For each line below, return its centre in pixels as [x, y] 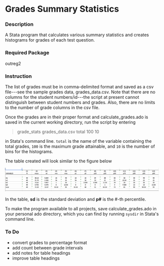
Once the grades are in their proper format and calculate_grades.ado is [77, 117]
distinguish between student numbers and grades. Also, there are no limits [80, 102]
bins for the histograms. [29, 152]
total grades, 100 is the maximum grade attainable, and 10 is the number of [80, 146]
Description [19, 24]
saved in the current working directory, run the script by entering [70, 122]
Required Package [27, 53]
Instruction [19, 76]
